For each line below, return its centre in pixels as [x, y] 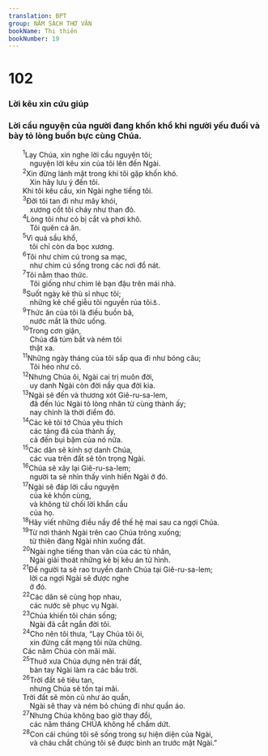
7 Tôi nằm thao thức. [56, 274]
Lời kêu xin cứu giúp [49, 104]
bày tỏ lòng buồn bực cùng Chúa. [75, 136]
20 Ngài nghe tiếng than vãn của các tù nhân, [97, 550]
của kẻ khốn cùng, [60, 495]
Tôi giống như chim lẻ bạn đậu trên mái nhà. [103, 284]
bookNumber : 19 [34, 39]
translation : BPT [38, 16]
